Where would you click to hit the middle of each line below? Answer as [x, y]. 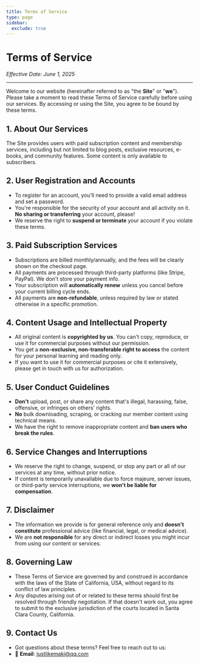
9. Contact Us [32, 633]
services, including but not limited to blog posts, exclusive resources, [91, 150]
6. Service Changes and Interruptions [77, 452]
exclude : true [29, 28]
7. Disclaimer [30, 510]
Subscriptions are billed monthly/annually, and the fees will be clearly [99, 260]
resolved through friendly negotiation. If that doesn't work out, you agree [104, 602]
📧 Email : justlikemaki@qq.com [52, 653]
